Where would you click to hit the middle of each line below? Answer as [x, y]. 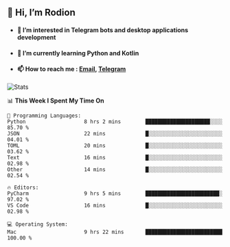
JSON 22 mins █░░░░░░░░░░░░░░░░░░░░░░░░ [115, 133]
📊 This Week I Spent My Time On [56, 101]
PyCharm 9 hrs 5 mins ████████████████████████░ [115, 193]
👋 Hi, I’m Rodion [41, 13]
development [36, 37]
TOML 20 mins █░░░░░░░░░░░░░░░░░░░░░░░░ [115, 145]
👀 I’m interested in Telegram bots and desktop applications [103, 30]
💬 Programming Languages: [44, 116]
